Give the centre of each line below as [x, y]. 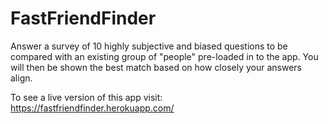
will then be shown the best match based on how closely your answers [156, 67]
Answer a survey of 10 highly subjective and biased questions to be [149, 46]
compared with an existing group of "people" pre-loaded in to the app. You [164, 56]
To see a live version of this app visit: [86, 97]
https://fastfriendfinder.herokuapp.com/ [92, 108]
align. [21, 78]
